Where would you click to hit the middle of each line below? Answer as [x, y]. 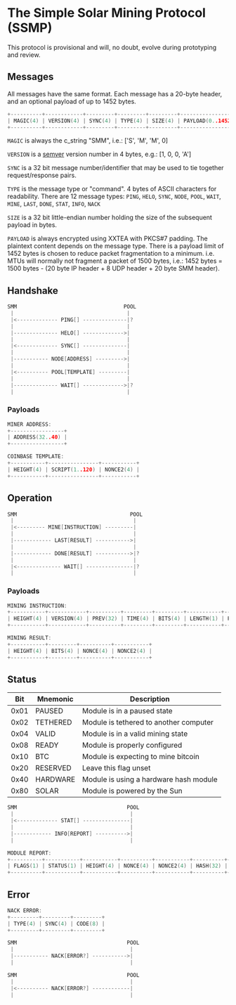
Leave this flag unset [116, 768]
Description [150, 699]
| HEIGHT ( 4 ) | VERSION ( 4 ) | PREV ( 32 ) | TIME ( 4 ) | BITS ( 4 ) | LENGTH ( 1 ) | [116, 619]
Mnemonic [55, 699]
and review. [24, 55]
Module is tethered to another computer [148, 722]
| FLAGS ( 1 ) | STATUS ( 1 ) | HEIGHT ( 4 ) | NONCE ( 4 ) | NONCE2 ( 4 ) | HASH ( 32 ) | [118, 866]
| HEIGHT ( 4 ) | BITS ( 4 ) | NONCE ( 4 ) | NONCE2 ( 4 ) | [80, 651]
